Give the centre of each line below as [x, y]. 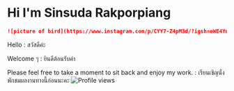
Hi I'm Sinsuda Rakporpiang [89, 13]
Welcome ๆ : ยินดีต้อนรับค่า [41, 58]
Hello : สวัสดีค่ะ [26, 44]
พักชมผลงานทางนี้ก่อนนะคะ [38, 80]
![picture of [26, 31]
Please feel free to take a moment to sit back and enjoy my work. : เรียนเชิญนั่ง [116, 72]
